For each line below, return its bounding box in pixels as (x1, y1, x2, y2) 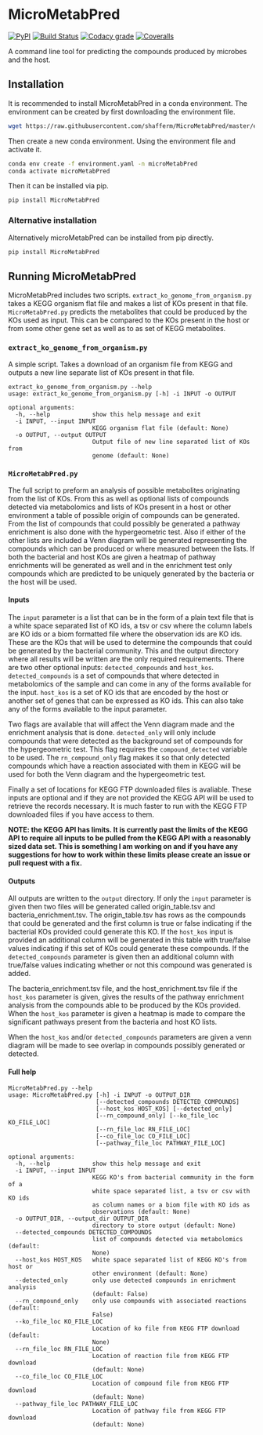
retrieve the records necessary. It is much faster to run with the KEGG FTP (8, 802, 247, 811)
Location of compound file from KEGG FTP (92, 1379, 229, 1388)
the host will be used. (8, 577, 77, 586)
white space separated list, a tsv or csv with (92, 1187, 250, 1196)
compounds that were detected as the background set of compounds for (8, 736, 243, 746)
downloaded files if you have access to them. (8, 810, 155, 819)
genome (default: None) (92, 451, 170, 460)
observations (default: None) (92, 1208, 191, 1216)
